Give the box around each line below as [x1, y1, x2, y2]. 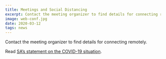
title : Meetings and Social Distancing [5, 7, 87, 12]
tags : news [5, 26, 28, 30]
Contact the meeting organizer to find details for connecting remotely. [5, 39, 147, 45]
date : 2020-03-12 [5, 21, 41, 26]
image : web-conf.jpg [5, 16, 48, 21]
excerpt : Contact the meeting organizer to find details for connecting [5, 12, 158, 17]
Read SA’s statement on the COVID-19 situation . [5, 49, 102, 55]
